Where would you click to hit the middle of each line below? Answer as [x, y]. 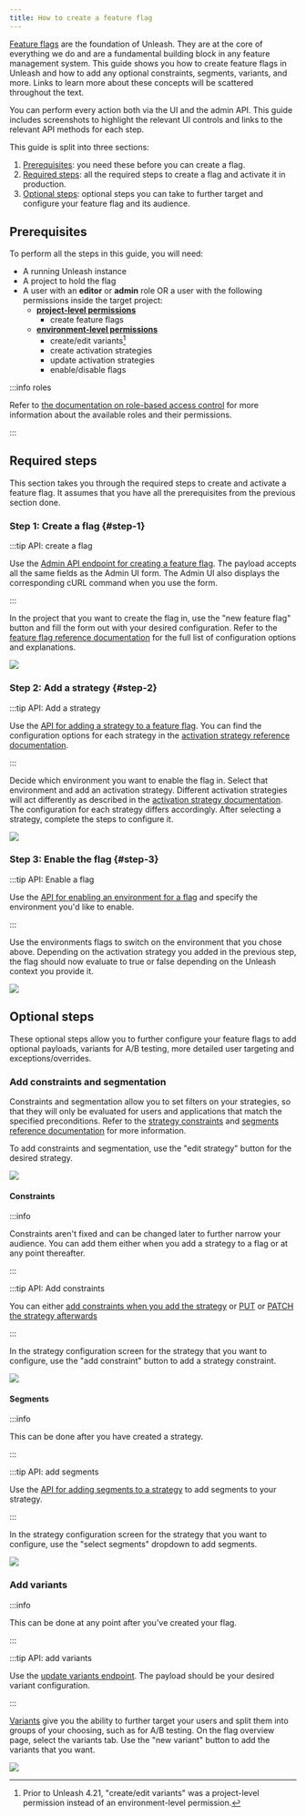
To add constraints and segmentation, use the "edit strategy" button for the [151, 1148]
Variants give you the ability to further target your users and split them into [149, 1720]
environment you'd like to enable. [72, 907]
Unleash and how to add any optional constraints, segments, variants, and [148, 73]
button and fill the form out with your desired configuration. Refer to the [143, 628]
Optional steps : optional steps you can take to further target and [143, 193]
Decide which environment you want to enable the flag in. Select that [139, 780]
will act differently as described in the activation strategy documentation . [147, 799]
